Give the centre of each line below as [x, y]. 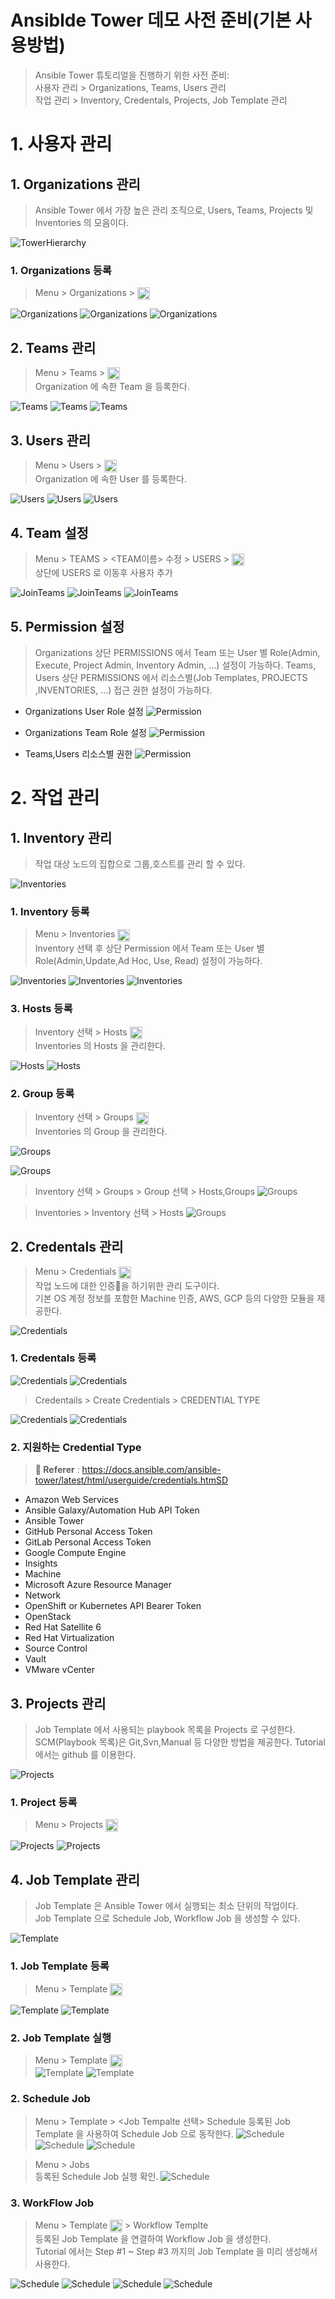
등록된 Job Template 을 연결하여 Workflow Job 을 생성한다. [153, 2238]
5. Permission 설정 [67, 626]
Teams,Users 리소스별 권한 [78, 754]
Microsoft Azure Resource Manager [98, 1585]
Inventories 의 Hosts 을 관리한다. [100, 1046]
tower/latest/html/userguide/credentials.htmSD [131, 1480]
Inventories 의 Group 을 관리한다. [101, 1131]
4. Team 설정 [49, 532]
